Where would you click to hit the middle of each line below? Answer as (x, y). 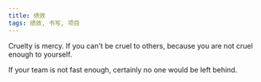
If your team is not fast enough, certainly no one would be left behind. (123, 69)
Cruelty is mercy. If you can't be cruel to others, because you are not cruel (130, 45)
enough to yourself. (40, 54)
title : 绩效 (27, 16)
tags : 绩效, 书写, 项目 (44, 23)
